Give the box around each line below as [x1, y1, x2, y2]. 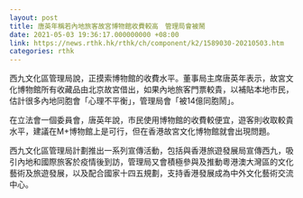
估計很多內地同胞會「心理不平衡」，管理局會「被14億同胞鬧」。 [9, 96, 239, 107]
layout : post [9, 13, 59, 23]
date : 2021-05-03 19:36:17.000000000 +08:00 [9, 30, 179, 39]
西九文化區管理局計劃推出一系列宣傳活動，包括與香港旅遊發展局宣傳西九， [9, 146, 286, 156]
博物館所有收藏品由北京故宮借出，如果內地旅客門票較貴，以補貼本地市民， [16, 84, 294, 95]
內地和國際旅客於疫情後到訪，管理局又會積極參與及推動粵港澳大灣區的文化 [16, 156, 294, 167]
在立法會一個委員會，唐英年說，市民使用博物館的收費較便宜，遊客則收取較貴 [9, 115, 294, 126]
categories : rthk [9, 47, 75, 56]
